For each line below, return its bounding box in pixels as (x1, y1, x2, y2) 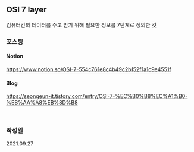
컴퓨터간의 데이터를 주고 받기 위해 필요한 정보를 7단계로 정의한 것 (6, 21, 157, 28)
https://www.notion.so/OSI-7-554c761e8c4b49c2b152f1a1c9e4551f (6, 65, 171, 73)
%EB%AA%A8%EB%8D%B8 (6, 99, 79, 106)
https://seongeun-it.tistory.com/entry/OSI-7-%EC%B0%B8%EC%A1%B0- (6, 93, 188, 100)
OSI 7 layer (6, 5, 47, 15)
